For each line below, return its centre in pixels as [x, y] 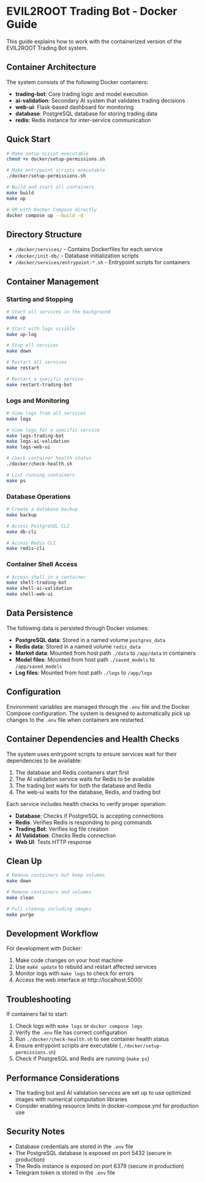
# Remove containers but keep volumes [56, 875]
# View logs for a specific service [53, 430]
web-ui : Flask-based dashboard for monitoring [74, 107]
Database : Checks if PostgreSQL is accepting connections [89, 816]
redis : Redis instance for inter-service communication [83, 120]
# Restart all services [37, 362]
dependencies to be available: [44, 761]
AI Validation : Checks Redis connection [65, 835]
